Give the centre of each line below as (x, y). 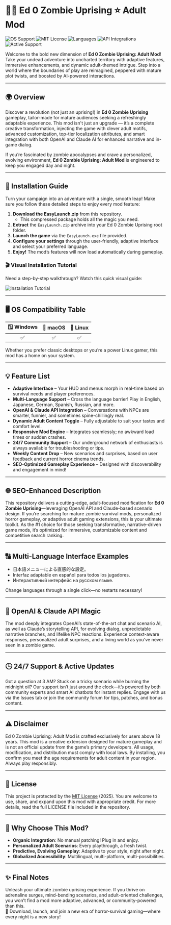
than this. (15, 906)
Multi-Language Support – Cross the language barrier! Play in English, (87, 399)
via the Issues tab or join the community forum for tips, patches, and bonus (84, 697)
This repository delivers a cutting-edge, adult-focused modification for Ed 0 (85, 503)
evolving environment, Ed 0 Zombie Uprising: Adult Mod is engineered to (82, 160)
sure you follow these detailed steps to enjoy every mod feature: (73, 204)
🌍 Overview (25, 97)
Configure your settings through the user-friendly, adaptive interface (85, 241)
